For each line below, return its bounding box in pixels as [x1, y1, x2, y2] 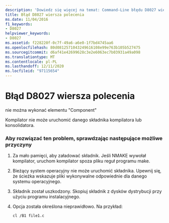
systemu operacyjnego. [12, 179, 62, 185]
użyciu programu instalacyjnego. [12, 194, 80, 200]
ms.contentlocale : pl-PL [5, 59, 57, 64]
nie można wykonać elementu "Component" [5, 107, 97, 113]
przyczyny [5, 141, 32, 148]
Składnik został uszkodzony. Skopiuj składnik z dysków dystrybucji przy [12, 188, 162, 195]
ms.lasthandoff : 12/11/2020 [5, 64, 64, 69]
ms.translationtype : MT [5, 54, 55, 60]
